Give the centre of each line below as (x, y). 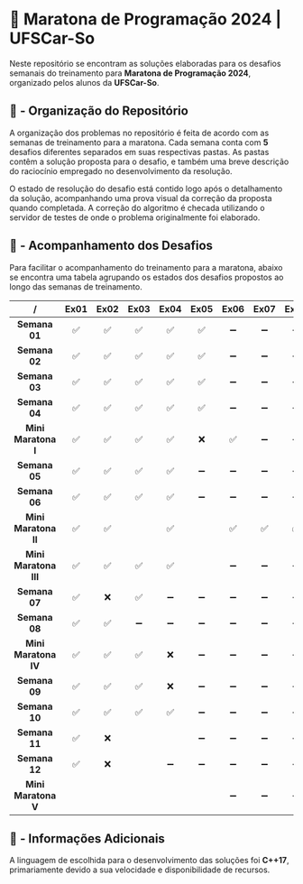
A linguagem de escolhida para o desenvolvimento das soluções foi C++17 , (150, 861)
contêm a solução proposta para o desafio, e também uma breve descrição (149, 161)
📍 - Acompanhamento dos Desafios (111, 246)
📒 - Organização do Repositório (99, 111)
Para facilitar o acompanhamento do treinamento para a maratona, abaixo (146, 267)
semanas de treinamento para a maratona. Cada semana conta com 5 (139, 142)
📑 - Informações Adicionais (87, 838)
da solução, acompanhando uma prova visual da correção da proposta (141, 198)
